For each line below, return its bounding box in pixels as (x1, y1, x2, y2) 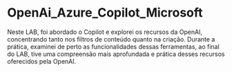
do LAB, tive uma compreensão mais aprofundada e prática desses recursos (7, 50, 225, 58)
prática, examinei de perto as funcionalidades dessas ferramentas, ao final (7, 42, 220, 51)
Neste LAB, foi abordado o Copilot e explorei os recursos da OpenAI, (7, 28, 202, 36)
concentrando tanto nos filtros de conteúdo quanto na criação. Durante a (7, 35, 215, 43)
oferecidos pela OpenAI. (7, 57, 77, 65)
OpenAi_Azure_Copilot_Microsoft (7, 5, 203, 21)
